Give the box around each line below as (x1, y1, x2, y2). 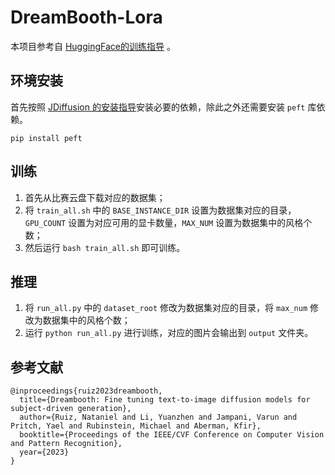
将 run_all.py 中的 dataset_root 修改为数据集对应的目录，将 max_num (24, 302, 308, 314)
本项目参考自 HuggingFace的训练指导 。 (10, 40, 176, 52)
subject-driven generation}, (10, 404, 132, 414)
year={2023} (19, 447, 70, 458)
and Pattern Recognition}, (10, 439, 123, 449)
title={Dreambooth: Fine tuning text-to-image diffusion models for (19, 395, 311, 405)
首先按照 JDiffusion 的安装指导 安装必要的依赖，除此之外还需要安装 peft (10, 101, 306, 113)
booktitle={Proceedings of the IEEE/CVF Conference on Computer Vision (19, 430, 325, 440)
